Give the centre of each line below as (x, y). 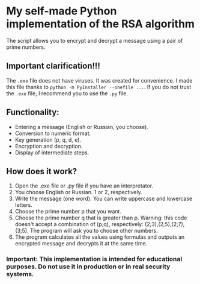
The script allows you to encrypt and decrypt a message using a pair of (95, 40)
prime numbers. (26, 47)
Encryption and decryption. (49, 146)
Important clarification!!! (53, 66)
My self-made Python (62, 11)
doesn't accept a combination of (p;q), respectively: (79, 224)
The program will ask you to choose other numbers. (94, 231)
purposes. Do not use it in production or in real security (88, 267)
